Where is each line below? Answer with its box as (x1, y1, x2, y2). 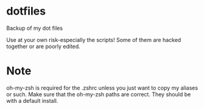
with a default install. (6, 97, 58, 104)
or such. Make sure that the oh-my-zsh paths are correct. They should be (6, 90, 191, 98)
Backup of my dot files (6, 24, 63, 32)
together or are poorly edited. (6, 43, 80, 50)
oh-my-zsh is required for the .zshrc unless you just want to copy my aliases (6, 84, 199, 91)
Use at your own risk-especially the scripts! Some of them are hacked (6, 36, 181, 43)
